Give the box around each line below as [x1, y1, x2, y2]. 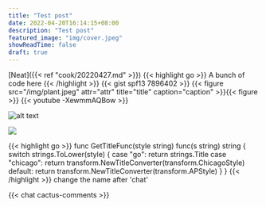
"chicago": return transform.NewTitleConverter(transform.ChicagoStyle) [8, 158, 245, 167]
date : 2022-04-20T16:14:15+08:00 [8, 19, 119, 27]
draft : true [8, 48, 48, 56]
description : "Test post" [8, 26, 94, 34]
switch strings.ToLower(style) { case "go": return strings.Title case [8, 150, 227, 159]
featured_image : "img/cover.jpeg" [8, 33, 123, 42]
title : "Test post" [8, 11, 73, 20]
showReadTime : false [8, 41, 77, 49]
